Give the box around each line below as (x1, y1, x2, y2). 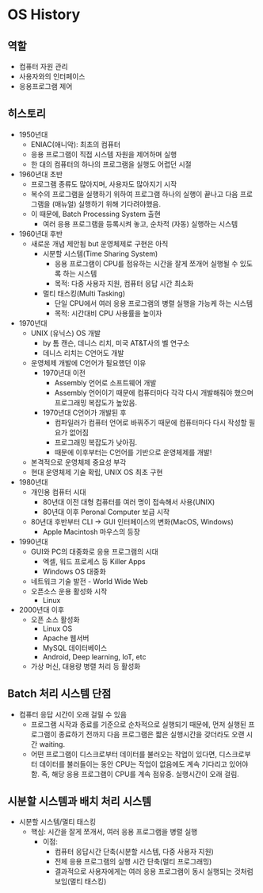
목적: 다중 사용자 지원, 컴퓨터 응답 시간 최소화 (54, 278, 194, 288)
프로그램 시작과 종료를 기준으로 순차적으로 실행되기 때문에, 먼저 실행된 (30, 719, 247, 729)
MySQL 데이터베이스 (42, 643, 108, 652)
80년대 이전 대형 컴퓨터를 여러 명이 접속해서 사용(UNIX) (42, 497, 215, 506)
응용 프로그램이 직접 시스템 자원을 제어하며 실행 (30, 149, 177, 159)
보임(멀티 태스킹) (54, 876, 107, 887)
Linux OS (42, 624, 73, 633)
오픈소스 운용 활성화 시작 (30, 586, 108, 596)
